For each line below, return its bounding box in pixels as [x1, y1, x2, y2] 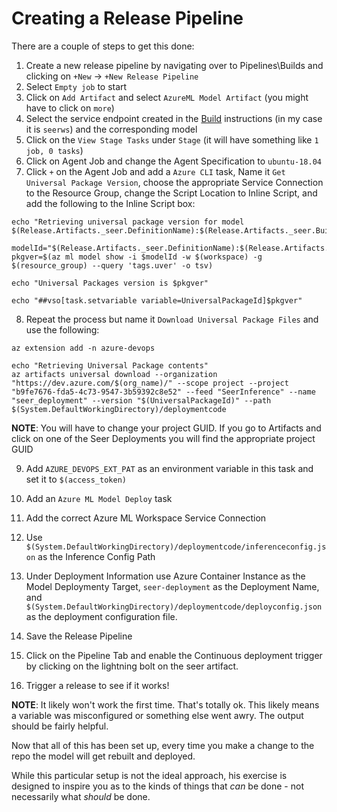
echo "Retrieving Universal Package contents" [11, 360, 209, 371]
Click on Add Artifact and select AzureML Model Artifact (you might [25, 91, 309, 103]
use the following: [25, 323, 100, 336]
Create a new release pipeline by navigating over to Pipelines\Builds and [25, 59, 324, 71]
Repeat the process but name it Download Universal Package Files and [25, 313, 319, 325]
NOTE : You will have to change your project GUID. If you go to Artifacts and [11, 422, 322, 434]
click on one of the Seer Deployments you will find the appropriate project [11, 432, 316, 444]
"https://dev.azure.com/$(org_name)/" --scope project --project [11, 378, 289, 388]
